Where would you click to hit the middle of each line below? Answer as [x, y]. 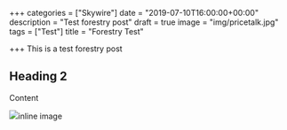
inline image [40, 116]
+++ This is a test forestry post [66, 49]
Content [24, 97]
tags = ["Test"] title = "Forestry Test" [76, 31]
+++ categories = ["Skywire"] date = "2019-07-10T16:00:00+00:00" [134, 13]
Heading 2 [39, 76]
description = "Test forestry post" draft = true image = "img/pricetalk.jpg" [144, 22]
